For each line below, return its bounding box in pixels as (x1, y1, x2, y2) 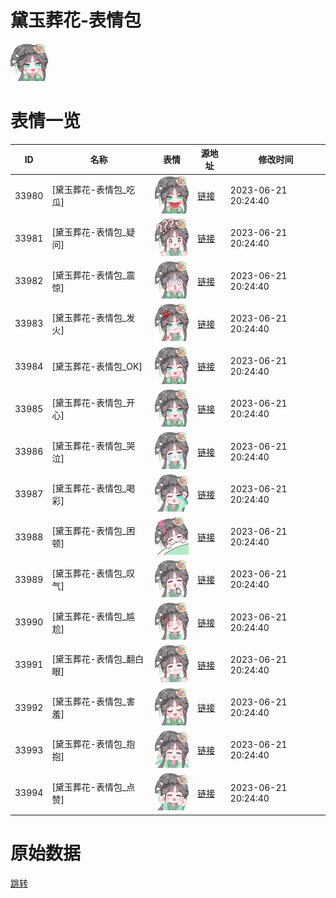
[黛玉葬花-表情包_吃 (51, 184, 136, 196)
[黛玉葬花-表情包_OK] (51, 361, 143, 373)
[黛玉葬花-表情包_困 (51, 525, 136, 537)
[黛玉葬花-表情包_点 (51, 781, 136, 793)
